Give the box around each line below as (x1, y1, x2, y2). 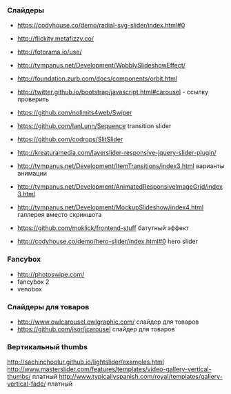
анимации (17, 169, 47, 178)
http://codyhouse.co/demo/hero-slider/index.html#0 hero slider (17, 237, 199, 246)
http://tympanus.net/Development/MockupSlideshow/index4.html (17, 203, 204, 211)
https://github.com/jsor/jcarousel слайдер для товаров (17, 324, 175, 333)
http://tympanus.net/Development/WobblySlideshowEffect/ (17, 61, 186, 70)
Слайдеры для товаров (7, 302, 90, 311)
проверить (17, 95, 50, 103)
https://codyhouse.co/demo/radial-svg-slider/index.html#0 (17, 21, 185, 30)
